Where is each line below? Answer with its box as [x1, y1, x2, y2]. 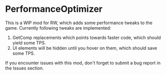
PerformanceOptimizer [5, 3, 103, 15]
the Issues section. [5, 65, 44, 71]
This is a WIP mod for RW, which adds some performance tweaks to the [5, 20, 153, 26]
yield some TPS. [12, 39, 46, 45]
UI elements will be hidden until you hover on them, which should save [12, 45, 158, 51]
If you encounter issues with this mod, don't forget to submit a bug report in [5, 60, 161, 66]
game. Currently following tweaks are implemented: [5, 25, 111, 31]
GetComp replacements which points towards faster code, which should [12, 35, 161, 40]
